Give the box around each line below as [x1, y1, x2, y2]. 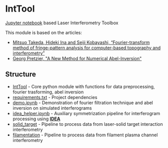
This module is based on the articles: [5, 29, 82, 35]
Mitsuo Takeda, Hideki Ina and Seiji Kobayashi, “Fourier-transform [12, 39, 150, 45]
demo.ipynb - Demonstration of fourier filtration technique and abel [12, 100, 153, 106]
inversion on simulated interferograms [12, 105, 92, 111]
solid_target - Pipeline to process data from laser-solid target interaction [12, 121, 163, 127]
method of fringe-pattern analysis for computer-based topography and [12, 44, 161, 51]
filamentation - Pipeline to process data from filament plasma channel [12, 132, 158, 138]
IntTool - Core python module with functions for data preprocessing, [12, 83, 155, 89]
